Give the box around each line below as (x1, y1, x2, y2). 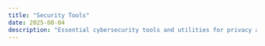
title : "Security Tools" (8, 11, 90, 19)
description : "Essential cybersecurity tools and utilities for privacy (8, 26, 252, 34)
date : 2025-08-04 (8, 19, 65, 27)
